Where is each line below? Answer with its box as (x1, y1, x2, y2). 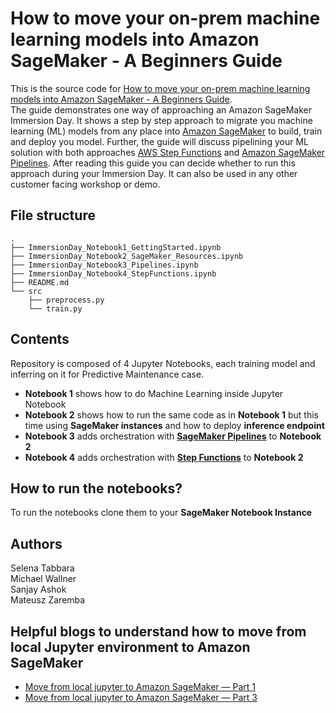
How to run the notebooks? (10, 480, 183, 497)
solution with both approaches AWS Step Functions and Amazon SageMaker (10, 146, 326, 158)
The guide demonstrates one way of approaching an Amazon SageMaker (10, 103, 313, 116)
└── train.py (28, 303, 83, 314)
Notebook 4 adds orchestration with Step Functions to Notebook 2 (24, 451, 304, 463)
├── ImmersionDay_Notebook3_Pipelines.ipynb (10, 260, 199, 270)
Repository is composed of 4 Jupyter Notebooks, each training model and (10, 357, 316, 369)
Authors (10, 535, 63, 552)
